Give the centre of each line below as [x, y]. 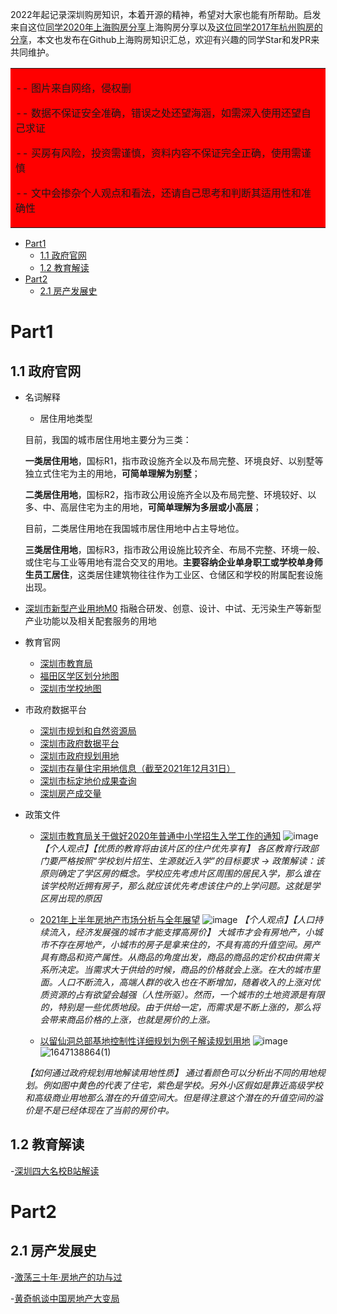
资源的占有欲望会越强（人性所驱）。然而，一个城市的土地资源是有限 [186, 994]
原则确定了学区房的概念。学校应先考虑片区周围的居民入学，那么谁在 [180, 873]
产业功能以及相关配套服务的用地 [90, 621]
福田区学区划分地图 [79, 676]
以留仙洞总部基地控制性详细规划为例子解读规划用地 [145, 1041]
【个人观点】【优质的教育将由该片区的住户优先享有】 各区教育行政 [174, 848]
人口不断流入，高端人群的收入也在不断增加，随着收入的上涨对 [184, 982]
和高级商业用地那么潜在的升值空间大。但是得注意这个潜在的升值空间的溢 [173, 1097]
